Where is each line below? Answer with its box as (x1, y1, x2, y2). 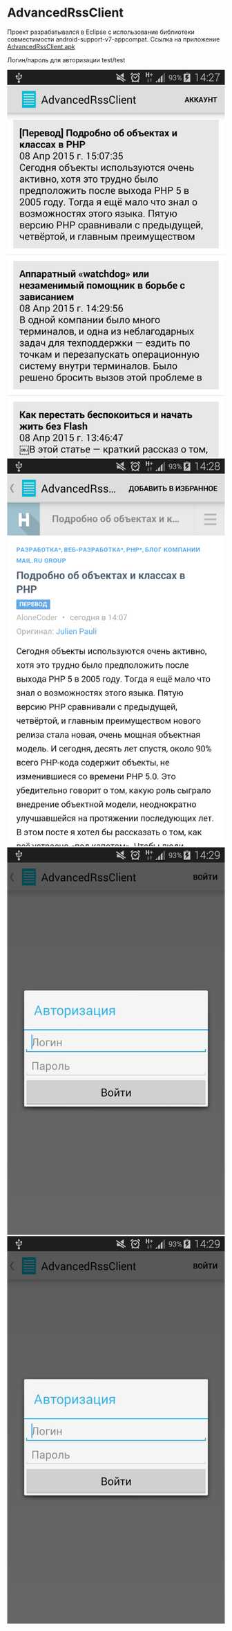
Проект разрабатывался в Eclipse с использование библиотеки (7, 28, 195, 36)
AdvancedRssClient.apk (7, 42, 75, 51)
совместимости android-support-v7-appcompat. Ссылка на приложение (7, 35, 220, 43)
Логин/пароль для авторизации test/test (7, 55, 126, 64)
